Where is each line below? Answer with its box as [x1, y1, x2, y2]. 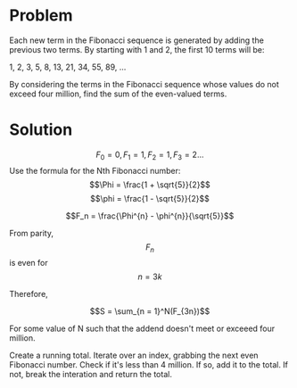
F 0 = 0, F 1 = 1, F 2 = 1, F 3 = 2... [95, 149, 204, 161]
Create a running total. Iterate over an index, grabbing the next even [9, 350, 259, 361]
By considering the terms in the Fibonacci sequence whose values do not [9, 78, 279, 89]
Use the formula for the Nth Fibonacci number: [9, 165, 181, 176]
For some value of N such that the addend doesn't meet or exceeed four [9, 323, 276, 334]
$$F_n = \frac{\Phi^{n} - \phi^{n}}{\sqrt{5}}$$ [65, 211, 235, 221]
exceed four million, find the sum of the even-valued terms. [9, 88, 227, 99]
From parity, [9, 227, 54, 238]
